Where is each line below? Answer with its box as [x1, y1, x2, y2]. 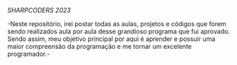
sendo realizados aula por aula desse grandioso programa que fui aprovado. [7, 28, 230, 35]
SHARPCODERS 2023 [7, 6, 71, 14]
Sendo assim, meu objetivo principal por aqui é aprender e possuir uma [7, 35, 216, 43]
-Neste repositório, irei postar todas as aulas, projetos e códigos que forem [7, 20, 226, 28]
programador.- [7, 49, 50, 58]
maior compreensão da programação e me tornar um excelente [7, 42, 192, 50]
